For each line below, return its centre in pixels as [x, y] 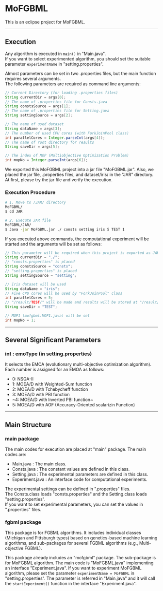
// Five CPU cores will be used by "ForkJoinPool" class [64, 293]
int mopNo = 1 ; [20, 320]
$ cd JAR [14, 212]
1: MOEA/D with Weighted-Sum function [52, 384]
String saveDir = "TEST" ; [31, 307]
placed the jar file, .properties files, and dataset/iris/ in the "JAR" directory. [79, 174]
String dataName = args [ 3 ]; [33, 129]
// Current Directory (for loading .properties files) [62, 93]
